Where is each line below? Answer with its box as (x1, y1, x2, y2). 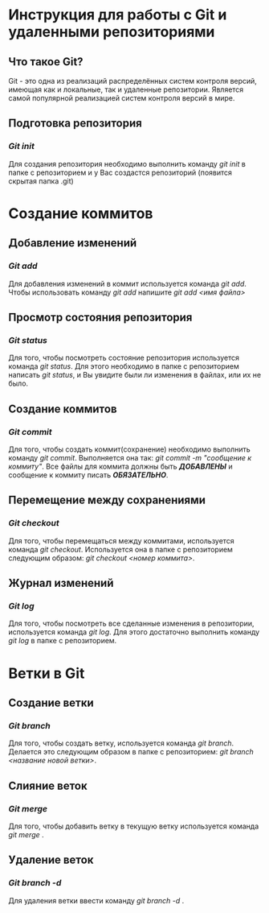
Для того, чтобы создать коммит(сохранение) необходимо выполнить (8, 444, 251, 454)
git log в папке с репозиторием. (8, 636, 117, 646)
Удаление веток (8, 853, 94, 867)
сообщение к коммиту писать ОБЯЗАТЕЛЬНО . (8, 469, 169, 480)
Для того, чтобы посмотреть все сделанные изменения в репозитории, (8, 618, 255, 629)
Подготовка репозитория (8, 117, 142, 130)
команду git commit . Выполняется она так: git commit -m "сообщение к (8, 452, 252, 462)
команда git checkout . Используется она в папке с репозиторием (8, 544, 233, 554)
